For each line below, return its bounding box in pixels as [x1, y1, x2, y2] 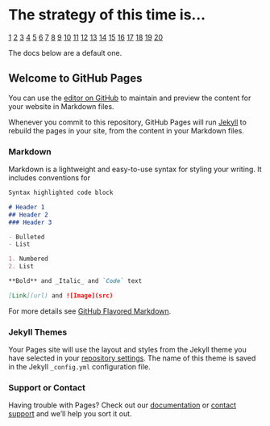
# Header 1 [8, 203, 45, 211]
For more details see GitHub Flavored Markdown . [8, 306, 172, 316]
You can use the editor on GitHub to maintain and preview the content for [8, 93, 251, 103]
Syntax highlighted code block [8, 188, 114, 197]
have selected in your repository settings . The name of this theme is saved [8, 353, 256, 363]
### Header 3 [8, 218, 52, 226]
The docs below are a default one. [8, 48, 123, 57]
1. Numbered [8, 255, 48, 264]
